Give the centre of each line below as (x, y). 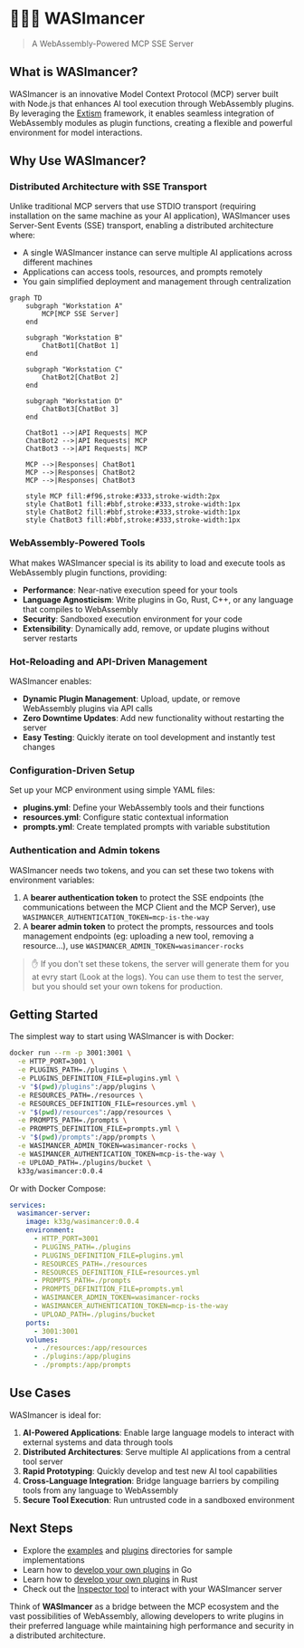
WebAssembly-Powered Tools (77, 543)
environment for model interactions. (76, 132)
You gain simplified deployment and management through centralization (157, 282)
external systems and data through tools (98, 1442)
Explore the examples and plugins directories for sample (128, 1550)
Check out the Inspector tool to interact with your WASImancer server (152, 1588)
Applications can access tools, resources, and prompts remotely (142, 272)
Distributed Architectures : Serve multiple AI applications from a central (157, 1451)
